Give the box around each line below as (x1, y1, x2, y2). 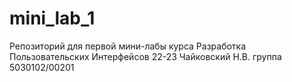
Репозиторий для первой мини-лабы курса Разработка (9, 40, 247, 52)
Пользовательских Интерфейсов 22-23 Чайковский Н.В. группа (9, 50, 282, 62)
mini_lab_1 (9, 7, 96, 30)
